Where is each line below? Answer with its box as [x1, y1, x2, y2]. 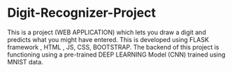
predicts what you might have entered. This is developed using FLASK [7, 35, 210, 43]
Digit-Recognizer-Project [7, 5, 156, 21]
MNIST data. [7, 57, 43, 66]
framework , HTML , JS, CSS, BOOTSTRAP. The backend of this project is [7, 43, 219, 51]
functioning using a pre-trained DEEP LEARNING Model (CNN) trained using [7, 50, 226, 59]
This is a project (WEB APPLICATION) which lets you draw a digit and [7, 28, 206, 36]
